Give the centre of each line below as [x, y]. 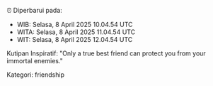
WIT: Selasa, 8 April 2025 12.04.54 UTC [75, 39]
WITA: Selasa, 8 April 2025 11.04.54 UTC [76, 32]
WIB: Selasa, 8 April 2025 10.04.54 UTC [75, 25]
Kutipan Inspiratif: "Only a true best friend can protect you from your [106, 53]
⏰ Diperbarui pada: [35, 10]
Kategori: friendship [36, 75]
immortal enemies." [35, 61]
